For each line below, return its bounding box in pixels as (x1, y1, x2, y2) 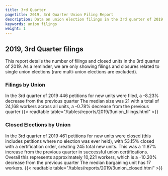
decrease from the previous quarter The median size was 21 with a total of (5, 98, 159, 104)
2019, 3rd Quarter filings (5, 45, 84, 53)
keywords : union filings (5, 21, 57, 27)
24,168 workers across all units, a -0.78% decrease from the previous (5, 104, 149, 110)
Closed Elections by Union (5, 121, 71, 128)
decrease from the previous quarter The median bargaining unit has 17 (5, 159, 151, 165)
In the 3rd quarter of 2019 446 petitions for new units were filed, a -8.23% (5, 93, 159, 99)
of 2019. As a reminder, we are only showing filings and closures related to (5, 63, 160, 69)
